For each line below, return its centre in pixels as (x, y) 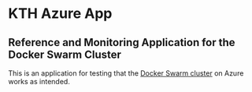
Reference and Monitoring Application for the (122, 42)
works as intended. (39, 81)
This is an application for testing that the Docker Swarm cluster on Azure (126, 73)
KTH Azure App (60, 14)
